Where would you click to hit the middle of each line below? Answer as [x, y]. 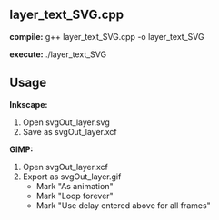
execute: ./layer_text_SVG [58, 54]
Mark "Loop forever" [75, 196]
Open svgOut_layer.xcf [65, 167]
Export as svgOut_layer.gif [72, 177]
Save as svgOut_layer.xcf [70, 131]
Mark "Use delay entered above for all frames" [123, 205]
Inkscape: [29, 104]
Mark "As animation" [75, 186]
